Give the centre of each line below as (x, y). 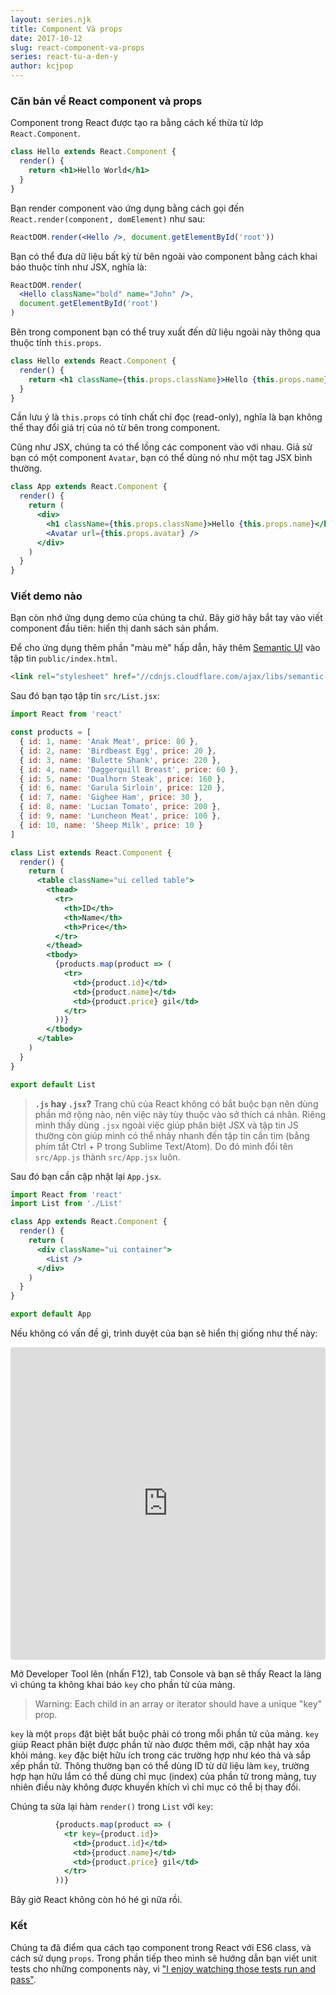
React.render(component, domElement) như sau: (108, 218)
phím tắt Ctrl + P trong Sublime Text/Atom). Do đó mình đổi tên (163, 1146)
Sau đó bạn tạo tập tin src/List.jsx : (85, 696)
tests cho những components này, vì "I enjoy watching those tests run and (163, 1968)
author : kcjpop (42, 66)
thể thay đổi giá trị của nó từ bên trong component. (115, 428)
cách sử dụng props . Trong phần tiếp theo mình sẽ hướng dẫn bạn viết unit (164, 1958)
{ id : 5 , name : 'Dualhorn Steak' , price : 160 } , (122, 779)
